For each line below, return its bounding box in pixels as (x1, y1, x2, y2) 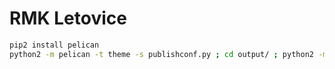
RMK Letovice (9, 7, 127, 30)
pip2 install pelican (9, 40, 100, 50)
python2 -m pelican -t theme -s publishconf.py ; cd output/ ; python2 (9, 49, 314, 59)
